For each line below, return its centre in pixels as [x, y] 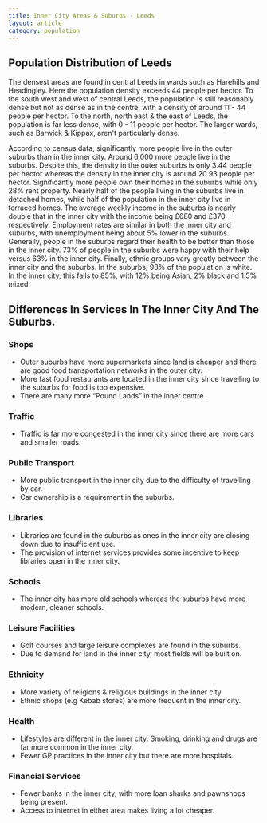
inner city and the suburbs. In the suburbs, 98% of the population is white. [130, 267]
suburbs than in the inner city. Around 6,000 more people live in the [119, 157]
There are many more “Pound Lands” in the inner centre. [112, 395]
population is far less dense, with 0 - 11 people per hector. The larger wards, [133, 125]
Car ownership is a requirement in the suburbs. [97, 497]
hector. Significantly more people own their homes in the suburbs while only [133, 182]
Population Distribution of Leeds [90, 63]
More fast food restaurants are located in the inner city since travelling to [139, 378]
